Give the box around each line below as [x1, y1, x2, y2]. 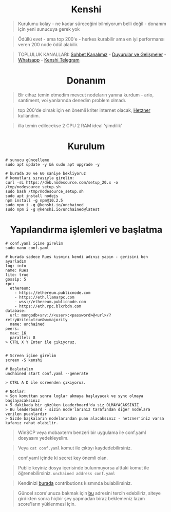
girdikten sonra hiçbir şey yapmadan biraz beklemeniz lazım [17, 495, 145, 501]
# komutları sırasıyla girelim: [5, 175, 74, 181]
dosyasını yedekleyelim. [17, 435, 69, 441]
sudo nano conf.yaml [5, 245, 50, 250]
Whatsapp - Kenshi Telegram [17, 56, 80, 63]
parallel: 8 [10, 335, 36, 340]
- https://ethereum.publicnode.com [14, 290, 91, 296]
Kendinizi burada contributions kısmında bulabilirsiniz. [17, 480, 132, 486]
